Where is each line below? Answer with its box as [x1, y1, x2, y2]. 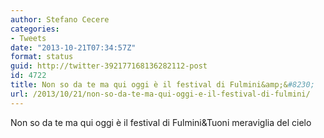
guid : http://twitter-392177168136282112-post [10, 61, 208, 71]
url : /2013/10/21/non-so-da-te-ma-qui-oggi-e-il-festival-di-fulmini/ [10, 89, 311, 99]
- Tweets [10, 33, 47, 43]
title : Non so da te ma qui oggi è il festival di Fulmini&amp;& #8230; [10, 80, 315, 90]
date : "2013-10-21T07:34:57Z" [10, 42, 137, 53]
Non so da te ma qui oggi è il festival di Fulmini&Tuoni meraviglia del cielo [10, 116, 312, 128]
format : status [10, 52, 74, 62]
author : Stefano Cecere [10, 14, 110, 25]
